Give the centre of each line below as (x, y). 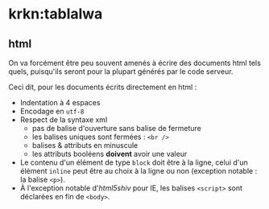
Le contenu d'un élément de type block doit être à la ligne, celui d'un (134, 162)
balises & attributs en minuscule (85, 145)
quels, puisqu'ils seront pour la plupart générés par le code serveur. (121, 72)
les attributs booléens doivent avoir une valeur (110, 154)
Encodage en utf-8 (52, 111)
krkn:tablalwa (56, 14)
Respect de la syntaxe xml (64, 120)
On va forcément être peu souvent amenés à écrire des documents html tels (135, 63)
